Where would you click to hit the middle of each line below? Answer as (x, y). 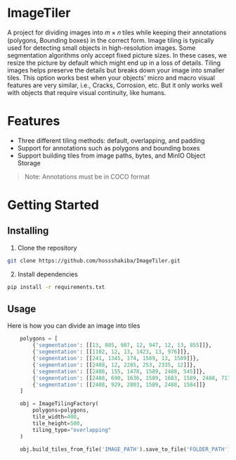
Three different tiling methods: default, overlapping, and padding (111, 140)
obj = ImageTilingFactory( (59, 404)
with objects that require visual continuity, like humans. (87, 92)
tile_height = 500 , (58, 423)
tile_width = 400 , (56, 417)
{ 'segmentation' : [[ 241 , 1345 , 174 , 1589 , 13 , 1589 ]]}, (116, 359)
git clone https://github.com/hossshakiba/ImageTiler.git (94, 261)
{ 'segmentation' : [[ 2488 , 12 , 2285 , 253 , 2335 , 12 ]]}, (114, 365)
